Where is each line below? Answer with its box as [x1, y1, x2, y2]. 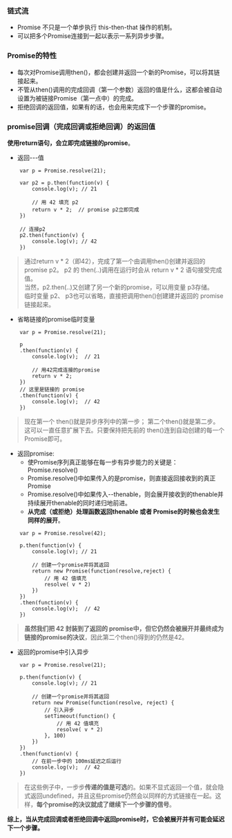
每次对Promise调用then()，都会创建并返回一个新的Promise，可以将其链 [17, 68, 220, 76]
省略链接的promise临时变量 [17, 315, 95, 323]
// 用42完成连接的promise [32, 366, 100, 374]
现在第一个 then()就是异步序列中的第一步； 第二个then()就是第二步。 [23, 417, 220, 426]
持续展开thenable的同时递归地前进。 [27, 498, 131, 507]
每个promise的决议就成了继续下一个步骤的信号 [36, 800, 170, 808]
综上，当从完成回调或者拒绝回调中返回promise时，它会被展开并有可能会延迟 [7, 814, 225, 823]
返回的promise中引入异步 [17, 647, 90, 656]
